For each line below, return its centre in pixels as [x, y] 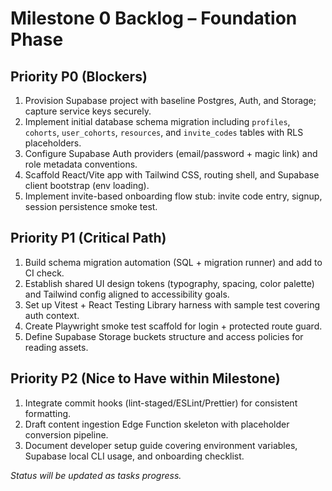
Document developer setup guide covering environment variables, [161, 445]
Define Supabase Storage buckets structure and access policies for [164, 336]
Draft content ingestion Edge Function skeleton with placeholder [157, 424]
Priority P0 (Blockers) [79, 76]
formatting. [48, 413]
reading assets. [56, 347]
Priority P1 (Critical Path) [88, 238]
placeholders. [53, 143]
